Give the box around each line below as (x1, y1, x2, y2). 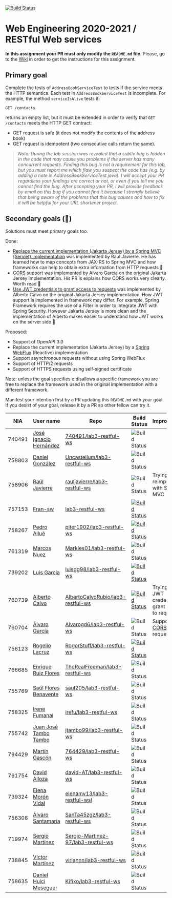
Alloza (33, 775, 48, 782)
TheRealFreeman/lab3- (65, 663, 122, 670)
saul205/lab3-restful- (65, 684, 120, 691)
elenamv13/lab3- (65, 790, 109, 797)
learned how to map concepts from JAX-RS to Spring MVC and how (12, 259, 156, 265)
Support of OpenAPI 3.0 (12, 338, 63, 344)
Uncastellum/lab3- (65, 454, 112, 461)
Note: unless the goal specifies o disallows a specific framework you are (5, 376, 158, 382)
